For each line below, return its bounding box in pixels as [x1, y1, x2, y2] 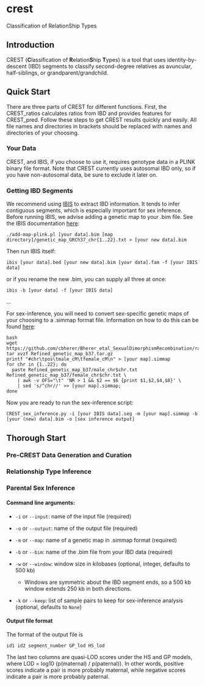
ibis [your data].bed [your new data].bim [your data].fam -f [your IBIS [6, 259, 198, 266]
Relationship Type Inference [6, 467, 92, 476]
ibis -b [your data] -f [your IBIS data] [6, 287, 113, 293]
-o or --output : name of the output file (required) [15, 525, 138, 532]
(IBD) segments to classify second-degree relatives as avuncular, [28, 62, 192, 70]
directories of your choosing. [6, 129, 79, 136]
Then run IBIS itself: [6, 248, 56, 255]
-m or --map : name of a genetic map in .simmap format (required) [15, 536, 178, 544]
